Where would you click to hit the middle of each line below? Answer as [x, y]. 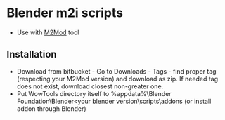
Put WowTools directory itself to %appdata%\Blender [94, 93]
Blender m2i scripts [65, 13]
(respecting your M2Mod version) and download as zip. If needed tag [117, 79]
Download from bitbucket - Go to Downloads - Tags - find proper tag [116, 71]
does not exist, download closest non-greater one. [90, 86]
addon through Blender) [51, 108]
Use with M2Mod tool [48, 32]
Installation [32, 54]
